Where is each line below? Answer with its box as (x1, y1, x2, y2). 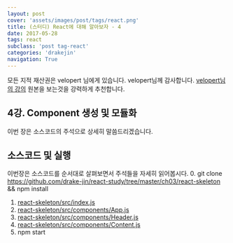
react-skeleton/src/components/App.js (17, 206, 129, 214)
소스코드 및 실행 (7, 149, 71, 161)
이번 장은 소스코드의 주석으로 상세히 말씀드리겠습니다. (7, 127, 153, 135)
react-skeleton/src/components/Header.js (17, 213, 139, 221)
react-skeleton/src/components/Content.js (17, 221, 141, 229)
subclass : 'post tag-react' (7, 43, 90, 50)
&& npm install (7, 185, 49, 193)
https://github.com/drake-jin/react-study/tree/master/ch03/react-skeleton (7, 177, 220, 186)
